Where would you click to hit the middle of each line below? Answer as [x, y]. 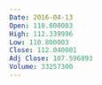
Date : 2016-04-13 [41, 17]
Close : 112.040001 [43, 50]
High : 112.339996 [41, 34]
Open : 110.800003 [41, 26]
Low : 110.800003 [39, 42]
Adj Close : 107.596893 [51, 58]
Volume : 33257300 [41, 67]
